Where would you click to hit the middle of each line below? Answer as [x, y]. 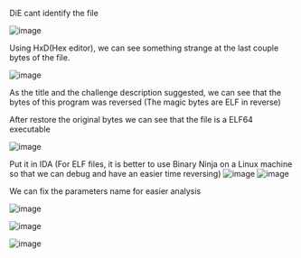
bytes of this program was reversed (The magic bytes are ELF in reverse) [146, 102]
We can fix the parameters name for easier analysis [105, 191]
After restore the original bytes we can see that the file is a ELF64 [131, 120]
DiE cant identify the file [54, 13]
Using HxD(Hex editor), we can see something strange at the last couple [144, 48]
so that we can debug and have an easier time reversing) [115, 174]
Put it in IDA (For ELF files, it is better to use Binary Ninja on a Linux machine [151, 164]
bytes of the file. [40, 57]
